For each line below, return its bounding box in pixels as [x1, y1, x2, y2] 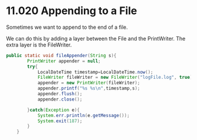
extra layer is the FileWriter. [6, 41, 72, 48]
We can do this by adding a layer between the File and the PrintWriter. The [6, 35, 186, 42]
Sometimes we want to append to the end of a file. [6, 24, 128, 31]
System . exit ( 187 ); [37, 118, 83, 124]
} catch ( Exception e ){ [27, 107, 80, 113]
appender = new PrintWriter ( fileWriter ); [37, 80, 141, 86]
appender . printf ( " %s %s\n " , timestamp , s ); [37, 85, 141, 92]
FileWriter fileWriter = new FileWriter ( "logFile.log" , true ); [37, 75, 195, 81]
